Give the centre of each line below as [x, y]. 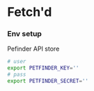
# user [17, 62]
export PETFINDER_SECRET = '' [48, 81]
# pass [17, 75]
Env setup [24, 34]
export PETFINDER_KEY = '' [43, 68]
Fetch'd [30, 12]
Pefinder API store [33, 49]
